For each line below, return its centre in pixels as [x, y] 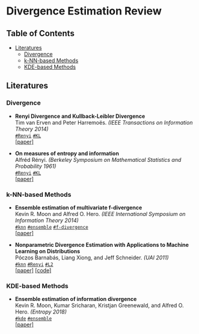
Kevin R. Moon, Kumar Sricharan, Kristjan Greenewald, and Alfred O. [99, 306]
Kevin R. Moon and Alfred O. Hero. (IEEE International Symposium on [100, 214]
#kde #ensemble [33, 319]
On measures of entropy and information [67, 153]
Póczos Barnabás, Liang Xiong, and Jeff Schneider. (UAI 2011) [92, 258]
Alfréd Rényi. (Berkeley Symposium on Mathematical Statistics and [98, 159]
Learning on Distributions [47, 251]
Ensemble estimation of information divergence [76, 299]
